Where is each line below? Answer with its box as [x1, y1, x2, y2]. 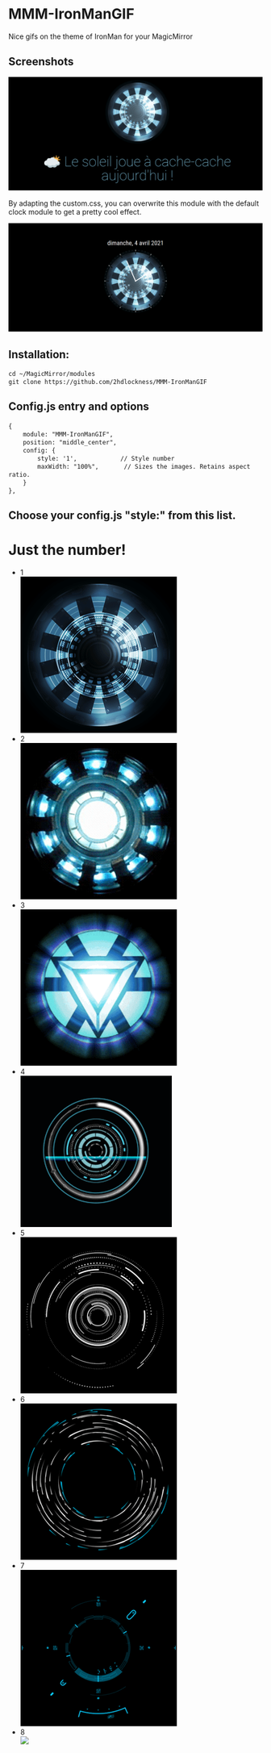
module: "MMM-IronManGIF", [23, 430, 114, 438]
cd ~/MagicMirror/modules [8, 370, 95, 378]
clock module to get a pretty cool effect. [8, 207, 142, 217]
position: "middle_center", [23, 438, 117, 446]
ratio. [8, 470, 31, 478]
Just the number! [8, 541, 127, 559]
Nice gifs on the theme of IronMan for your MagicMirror [8, 31, 194, 41]
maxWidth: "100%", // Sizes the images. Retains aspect [37, 462, 251, 470]
